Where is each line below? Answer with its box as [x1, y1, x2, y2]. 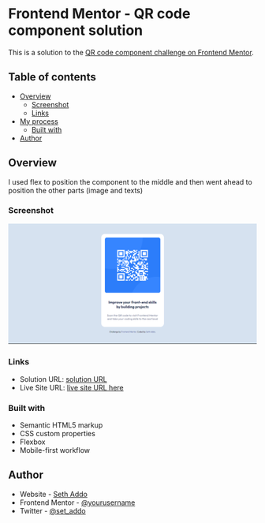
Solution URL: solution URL [19, 374, 108, 383]
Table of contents [8, 70, 96, 84]
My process [19, 116, 59, 126]
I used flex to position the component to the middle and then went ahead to [8, 177, 252, 186]
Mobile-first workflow [19, 446, 91, 455]
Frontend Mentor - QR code [8, 5, 191, 23]
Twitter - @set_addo [19, 506, 87, 515]
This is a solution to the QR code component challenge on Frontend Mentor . [8, 47, 254, 57]
